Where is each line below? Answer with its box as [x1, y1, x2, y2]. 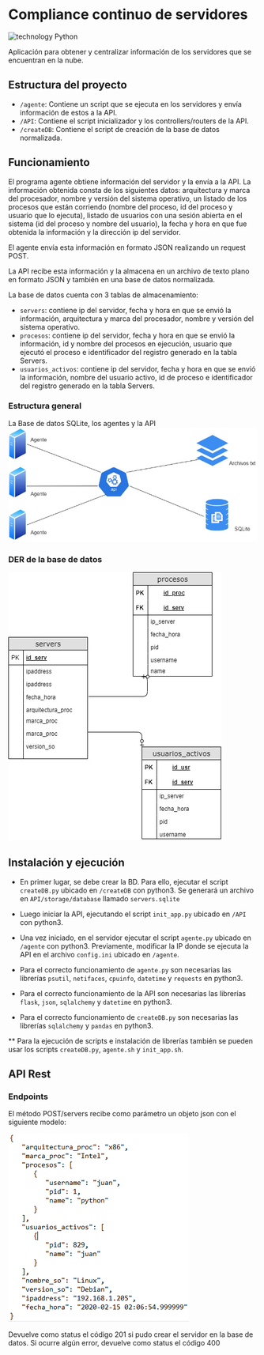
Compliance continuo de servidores [8, 6, 248, 24]
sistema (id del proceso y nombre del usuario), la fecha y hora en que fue [8, 219, 247, 228]
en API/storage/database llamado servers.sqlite [19, 893, 180, 903]
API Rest [8, 1067, 51, 1081]
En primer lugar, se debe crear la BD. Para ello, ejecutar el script [19, 877, 228, 886]
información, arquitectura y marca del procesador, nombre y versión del [19, 314, 255, 323]
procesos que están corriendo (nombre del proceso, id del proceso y [8, 202, 233, 211]
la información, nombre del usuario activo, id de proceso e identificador [19, 372, 253, 382]
